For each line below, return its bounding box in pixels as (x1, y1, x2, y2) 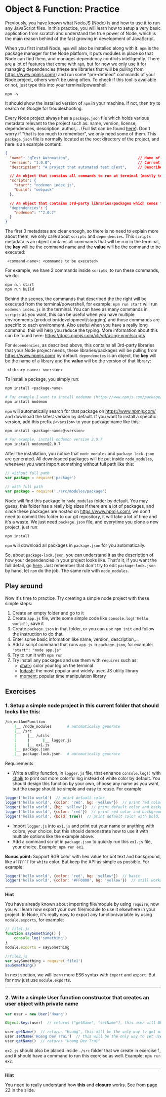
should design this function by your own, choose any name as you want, (12, 781, 160, 787)
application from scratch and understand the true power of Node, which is (5, 30, 156, 36)
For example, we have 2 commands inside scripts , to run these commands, (5, 267, 160, 273)
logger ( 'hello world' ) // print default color (5, 795, 105, 800)
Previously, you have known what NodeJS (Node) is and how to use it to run (5, 20, 160, 26)
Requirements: (5, 760, 35, 767)
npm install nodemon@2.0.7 (5, 441, 61, 447)
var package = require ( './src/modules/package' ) (5, 488, 107, 494)
